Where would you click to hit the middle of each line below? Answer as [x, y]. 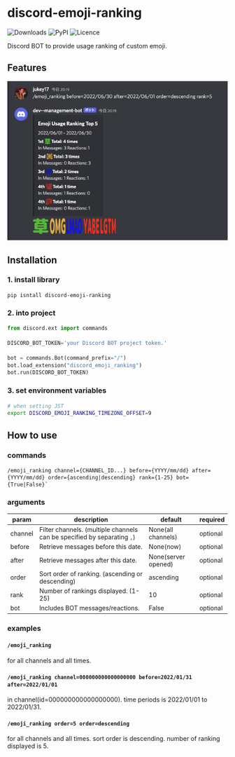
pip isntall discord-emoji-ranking [59, 295]
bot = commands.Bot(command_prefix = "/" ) [67, 358]
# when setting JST [36, 406]
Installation [32, 260]
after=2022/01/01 [33, 685]
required [212, 519]
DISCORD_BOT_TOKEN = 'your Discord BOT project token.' [87, 343]
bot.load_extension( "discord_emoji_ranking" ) [74, 365]
